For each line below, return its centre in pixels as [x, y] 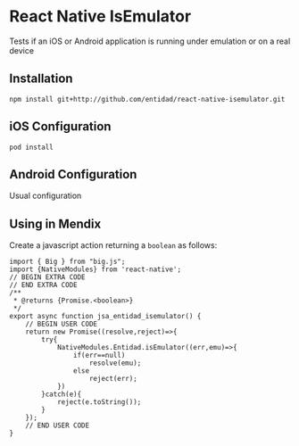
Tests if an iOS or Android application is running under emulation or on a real [150, 41]
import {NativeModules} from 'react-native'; [95, 269]
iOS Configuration [60, 127]
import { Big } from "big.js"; [67, 262]
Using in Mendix [55, 223]
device [21, 50]
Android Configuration [73, 174]
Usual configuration [46, 196]
